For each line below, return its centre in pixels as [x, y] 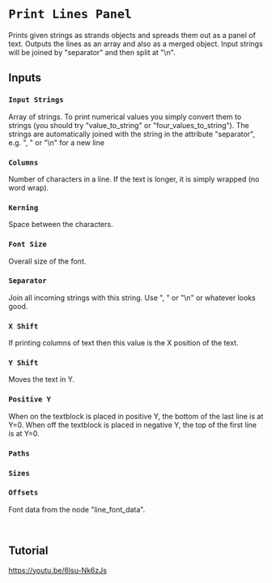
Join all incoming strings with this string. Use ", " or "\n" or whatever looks [132, 298]
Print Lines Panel [70, 14]
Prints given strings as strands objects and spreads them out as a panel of [132, 35]
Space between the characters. [61, 225]
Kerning [23, 208]
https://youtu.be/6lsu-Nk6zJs [58, 570]
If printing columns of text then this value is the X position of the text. [123, 343]
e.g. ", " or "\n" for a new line [57, 142]
